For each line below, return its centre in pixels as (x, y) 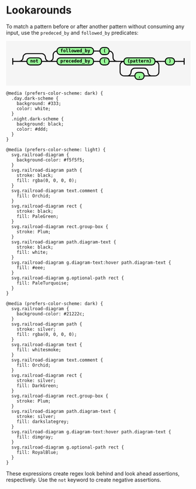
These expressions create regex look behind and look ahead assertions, (93, 474)
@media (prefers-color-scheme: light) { (56, 150)
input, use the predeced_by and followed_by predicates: (72, 32)
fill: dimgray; (35, 437)
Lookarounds (39, 10)
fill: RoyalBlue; (38, 453)
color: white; (34, 109)
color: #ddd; (32, 130)
